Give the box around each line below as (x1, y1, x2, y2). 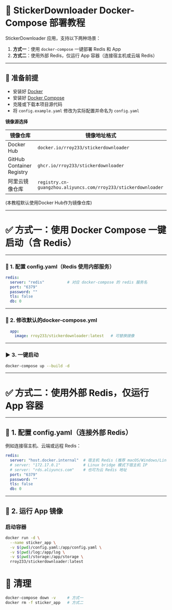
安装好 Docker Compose (12, 94, 65, 101)
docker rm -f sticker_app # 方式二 (5, 600, 83, 605)
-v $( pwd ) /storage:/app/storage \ (10, 554, 83, 560)
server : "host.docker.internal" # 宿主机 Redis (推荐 (10, 458, 125, 463)
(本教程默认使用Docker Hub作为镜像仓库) (5, 200, 92, 206)
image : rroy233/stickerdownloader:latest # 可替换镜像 (14, 333, 135, 339)
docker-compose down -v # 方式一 (5, 595, 83, 601)
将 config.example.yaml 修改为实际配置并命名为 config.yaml (12, 107, 140, 113)
